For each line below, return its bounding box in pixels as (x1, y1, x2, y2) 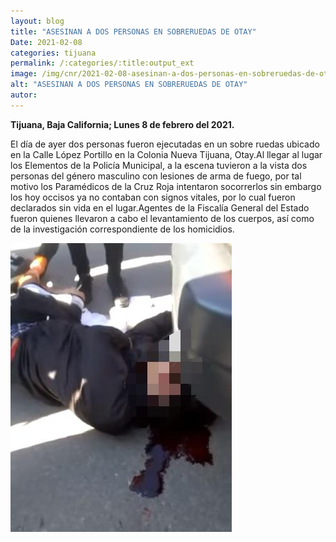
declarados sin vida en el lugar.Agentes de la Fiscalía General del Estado (10, 201, 310, 214)
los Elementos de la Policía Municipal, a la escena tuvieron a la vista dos (10, 159, 308, 171)
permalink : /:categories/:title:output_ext (10, 58, 195, 69)
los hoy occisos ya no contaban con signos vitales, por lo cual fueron (10, 191, 296, 203)
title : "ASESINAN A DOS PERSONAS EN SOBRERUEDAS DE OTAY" (10, 26, 257, 37)
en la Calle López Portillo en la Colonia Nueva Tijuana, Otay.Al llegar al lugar (10, 148, 323, 160)
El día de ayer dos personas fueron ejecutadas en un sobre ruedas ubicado (10, 138, 320, 150)
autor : (10, 90, 38, 100)
